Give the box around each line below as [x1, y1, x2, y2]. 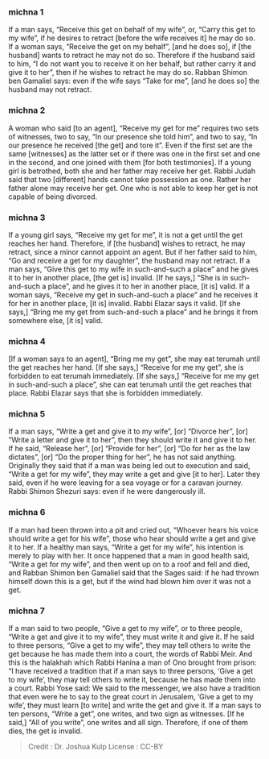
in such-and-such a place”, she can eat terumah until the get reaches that [8, 379, 252, 389]
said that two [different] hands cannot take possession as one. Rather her [8, 174, 251, 184]
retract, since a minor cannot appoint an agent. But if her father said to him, [8, 247, 258, 256]
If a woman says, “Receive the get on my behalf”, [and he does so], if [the [8, 42, 252, 52]
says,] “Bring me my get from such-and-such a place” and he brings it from [8, 307, 259, 317]
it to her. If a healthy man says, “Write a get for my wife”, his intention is [8, 542, 244, 552]
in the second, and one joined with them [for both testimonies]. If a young [8, 157, 251, 167]
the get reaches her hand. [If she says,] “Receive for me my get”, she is [8, 363, 244, 372]
